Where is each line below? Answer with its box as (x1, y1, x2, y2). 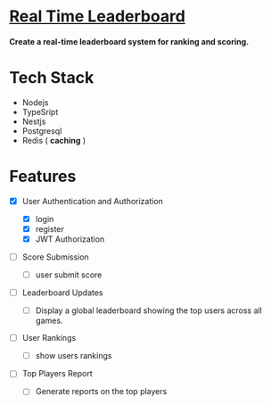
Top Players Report (21, 368, 93, 379)
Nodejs (21, 96, 49, 108)
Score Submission (21, 252, 89, 262)
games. (35, 315, 63, 326)
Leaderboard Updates (21, 287, 104, 298)
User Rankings (21, 333, 77, 343)
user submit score (35, 269, 103, 280)
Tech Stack (9, 67, 94, 87)
